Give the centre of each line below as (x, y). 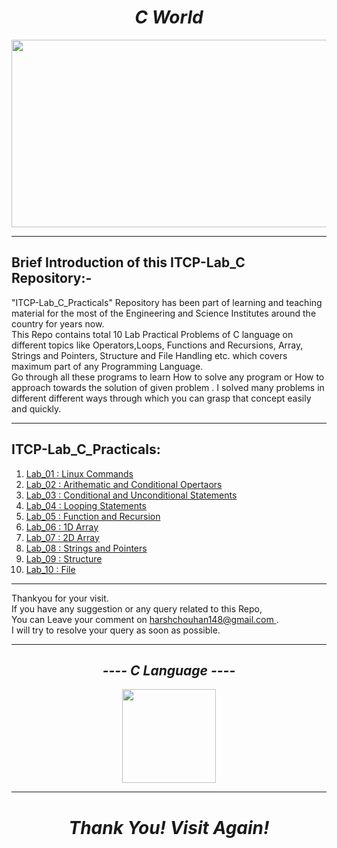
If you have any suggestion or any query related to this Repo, (137, 608)
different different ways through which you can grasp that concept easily (161, 398)
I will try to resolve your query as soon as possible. (116, 630)
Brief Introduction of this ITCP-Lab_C (128, 262)
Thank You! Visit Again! (169, 827)
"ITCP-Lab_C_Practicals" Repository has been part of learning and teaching (167, 302)
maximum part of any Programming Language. (107, 366)
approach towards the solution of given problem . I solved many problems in (168, 387)
